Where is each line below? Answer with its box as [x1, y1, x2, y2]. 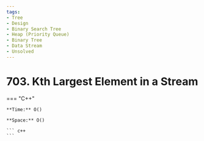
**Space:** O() [6, 117, 45, 123]
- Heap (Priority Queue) [6, 32, 70, 38]
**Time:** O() [6, 106, 43, 112]
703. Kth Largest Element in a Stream [6, 74, 199, 88]
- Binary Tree [6, 37, 43, 43]
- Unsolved [6, 49, 34, 55]
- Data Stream [6, 43, 43, 49]
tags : [6, 9, 20, 15]
